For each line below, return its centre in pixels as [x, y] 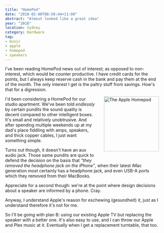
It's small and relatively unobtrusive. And [46, 120]
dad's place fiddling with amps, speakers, [47, 130]
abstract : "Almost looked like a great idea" [52, 19]
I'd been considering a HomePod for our [46, 99]
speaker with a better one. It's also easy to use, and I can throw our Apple [79, 220]
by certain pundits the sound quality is [43, 109]
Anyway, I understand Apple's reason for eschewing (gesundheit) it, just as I [82, 200]
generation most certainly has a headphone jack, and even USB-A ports [77, 171]
